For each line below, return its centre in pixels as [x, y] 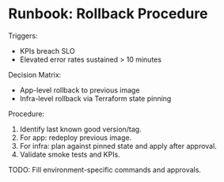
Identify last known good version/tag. [80, 129]
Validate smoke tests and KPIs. [70, 154]
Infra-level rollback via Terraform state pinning [95, 98]
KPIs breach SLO [47, 51]
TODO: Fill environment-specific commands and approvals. [105, 169]
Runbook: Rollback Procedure [108, 14]
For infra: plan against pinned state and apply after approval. [118, 146]
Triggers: [23, 36]
